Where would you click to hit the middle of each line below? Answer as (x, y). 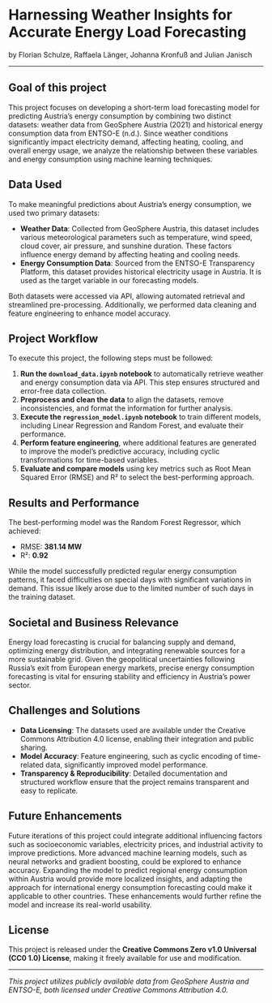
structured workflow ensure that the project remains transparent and (134, 781)
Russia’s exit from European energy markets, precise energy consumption (132, 668)
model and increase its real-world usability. (80, 904)
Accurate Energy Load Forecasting (127, 32)
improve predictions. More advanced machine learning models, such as (128, 853)
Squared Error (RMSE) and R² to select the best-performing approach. (137, 477)
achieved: (25, 531)
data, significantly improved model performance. (127, 764)
